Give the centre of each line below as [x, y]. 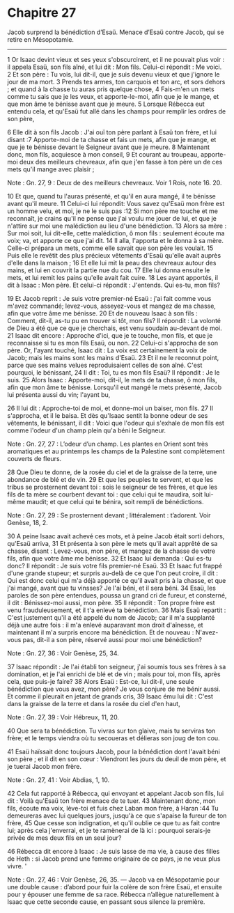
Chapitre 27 [42, 13]
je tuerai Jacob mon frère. [45, 766]
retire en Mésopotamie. [41, 39]
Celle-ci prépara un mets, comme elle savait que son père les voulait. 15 [110, 248]
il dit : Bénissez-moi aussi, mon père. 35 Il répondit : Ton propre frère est [111, 602]
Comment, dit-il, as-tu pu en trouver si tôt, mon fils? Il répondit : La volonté [114, 320]
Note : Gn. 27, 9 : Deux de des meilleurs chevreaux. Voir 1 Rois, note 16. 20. [115, 182]
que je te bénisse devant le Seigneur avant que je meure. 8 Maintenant [109, 147]
